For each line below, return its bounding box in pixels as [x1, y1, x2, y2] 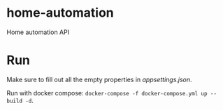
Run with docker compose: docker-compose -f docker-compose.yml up [6, 88, 208, 97]
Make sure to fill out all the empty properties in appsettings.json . [6, 75, 193, 84]
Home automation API [6, 28, 70, 36]
